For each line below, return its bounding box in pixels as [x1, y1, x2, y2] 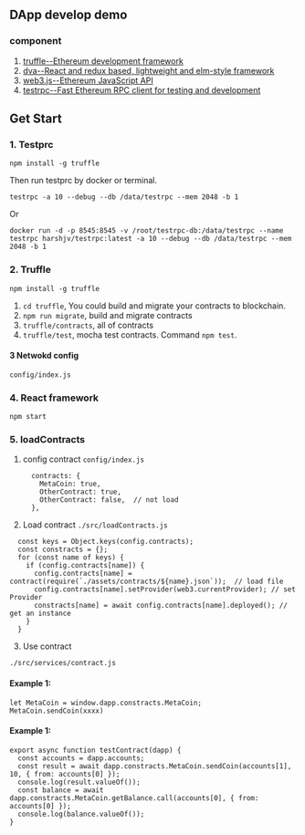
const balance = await [17, 785, 104, 795]
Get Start [9, 111, 62, 127]
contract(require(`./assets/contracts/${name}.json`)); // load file [9, 577, 284, 587]
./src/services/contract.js [9, 659, 117, 668]
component [9, 35, 62, 47]
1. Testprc [9, 139, 54, 151]
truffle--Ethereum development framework [22, 55, 184, 67]
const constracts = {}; [17, 545, 108, 555]
